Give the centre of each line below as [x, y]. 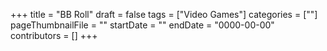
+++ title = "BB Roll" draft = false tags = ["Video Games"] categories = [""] [164, 14]
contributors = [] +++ [54, 35]
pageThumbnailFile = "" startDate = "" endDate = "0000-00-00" [142, 25]
